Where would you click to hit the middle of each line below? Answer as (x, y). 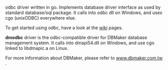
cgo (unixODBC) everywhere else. (41, 18)
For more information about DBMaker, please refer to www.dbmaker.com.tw (84, 58)
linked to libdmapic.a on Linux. (37, 48)
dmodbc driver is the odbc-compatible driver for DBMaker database (76, 38)
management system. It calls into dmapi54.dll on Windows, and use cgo (80, 43)
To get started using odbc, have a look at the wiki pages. (64, 28)
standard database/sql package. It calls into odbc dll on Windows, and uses (84, 13)
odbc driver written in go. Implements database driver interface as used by (83, 7)
